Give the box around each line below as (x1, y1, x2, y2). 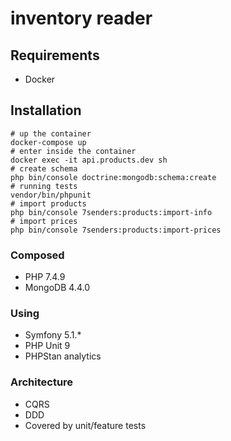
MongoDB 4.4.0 (24, 282, 90, 294)
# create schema (10, 163, 78, 174)
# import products (10, 198, 87, 209)
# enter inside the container (10, 146, 137, 156)
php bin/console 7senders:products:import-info (10, 207, 213, 217)
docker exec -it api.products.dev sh (10, 155, 168, 165)
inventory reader (10, 7, 153, 30)
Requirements (10, 47, 100, 64)
